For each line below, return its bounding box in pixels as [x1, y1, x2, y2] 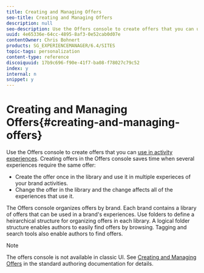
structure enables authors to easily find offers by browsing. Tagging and [6, 224, 187, 231]
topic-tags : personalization [6, 49, 80, 55]
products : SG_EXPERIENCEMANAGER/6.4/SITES [6, 43, 115, 49]
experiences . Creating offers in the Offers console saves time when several [6, 155, 195, 163]
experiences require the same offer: [6, 161, 96, 169]
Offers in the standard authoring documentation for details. [6, 260, 154, 268]
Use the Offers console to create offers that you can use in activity [6, 149, 173, 156]
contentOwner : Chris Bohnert [6, 37, 80, 43]
